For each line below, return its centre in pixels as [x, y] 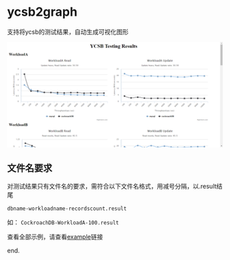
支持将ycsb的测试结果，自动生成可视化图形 [68, 32]
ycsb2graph [42, 12]
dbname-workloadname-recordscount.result [67, 209]
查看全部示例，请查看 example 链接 [55, 237]
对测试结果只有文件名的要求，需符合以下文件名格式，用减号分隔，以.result [112, 186]
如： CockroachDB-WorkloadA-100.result [63, 222]
